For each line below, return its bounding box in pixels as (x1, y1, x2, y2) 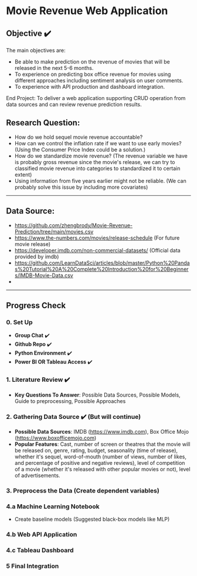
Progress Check (6, 301, 66, 311)
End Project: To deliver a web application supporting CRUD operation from (6, 95, 186, 101)
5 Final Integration (6, 562, 59, 570)
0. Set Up (6, 318, 33, 326)
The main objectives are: (6, 47, 66, 54)
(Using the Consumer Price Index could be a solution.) (14, 146, 146, 153)
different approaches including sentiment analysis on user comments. (14, 77, 184, 84)
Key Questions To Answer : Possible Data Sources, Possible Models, (14, 391, 181, 398)
